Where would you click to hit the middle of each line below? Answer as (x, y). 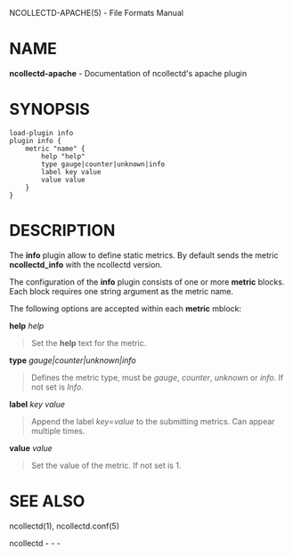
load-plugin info (41, 133)
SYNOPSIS (50, 109)
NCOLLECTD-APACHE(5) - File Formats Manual (97, 13)
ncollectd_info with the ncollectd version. (86, 264)
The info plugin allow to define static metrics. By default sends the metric (144, 255)
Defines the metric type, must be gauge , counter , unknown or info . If (157, 377)
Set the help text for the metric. (89, 342)
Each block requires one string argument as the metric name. (122, 291)
